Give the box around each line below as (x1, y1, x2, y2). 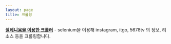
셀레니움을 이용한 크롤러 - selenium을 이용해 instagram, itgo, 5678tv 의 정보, (5, 26, 161, 33)
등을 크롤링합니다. (14, 33, 51, 39)
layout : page (5, 7, 33, 13)
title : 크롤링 (5, 12, 32, 17)
